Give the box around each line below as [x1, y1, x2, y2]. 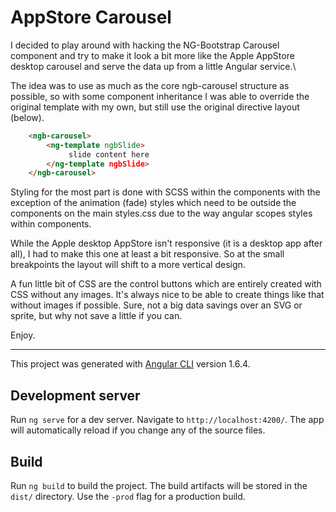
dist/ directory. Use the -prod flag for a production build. [10, 490, 246, 502]
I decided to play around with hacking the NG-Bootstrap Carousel [10, 39, 280, 51]
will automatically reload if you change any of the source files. [10, 424, 266, 436]
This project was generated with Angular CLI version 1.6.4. [10, 358, 251, 370]
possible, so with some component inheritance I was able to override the [10, 90, 310, 102]
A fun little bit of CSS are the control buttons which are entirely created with [10, 278, 322, 290]
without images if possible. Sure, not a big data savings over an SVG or [10, 299, 303, 311]
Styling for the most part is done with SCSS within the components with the [10, 186, 321, 198]
